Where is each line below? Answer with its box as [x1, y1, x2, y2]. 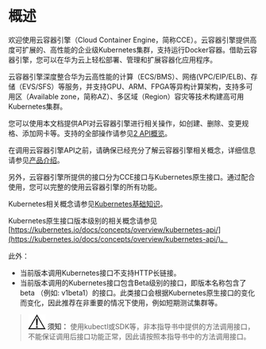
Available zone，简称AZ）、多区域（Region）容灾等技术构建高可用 [29, 91, 245, 101]
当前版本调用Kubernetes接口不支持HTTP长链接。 [19, 268, 181, 277]
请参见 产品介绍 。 [8, 155, 64, 165]
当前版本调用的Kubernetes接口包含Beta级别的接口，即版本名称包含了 [19, 277, 247, 287]
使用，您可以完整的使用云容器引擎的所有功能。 [8, 182, 161, 192]
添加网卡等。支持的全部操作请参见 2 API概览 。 [21, 128, 172, 138]
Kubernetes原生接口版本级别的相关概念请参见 [8, 215, 157, 225]
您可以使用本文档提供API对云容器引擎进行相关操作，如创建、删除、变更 [8, 118, 242, 128]
